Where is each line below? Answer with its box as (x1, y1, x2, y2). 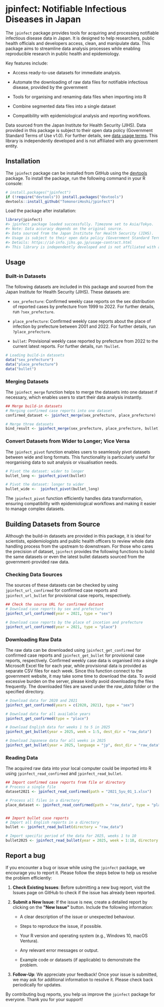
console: (5, 180, 23, 186)
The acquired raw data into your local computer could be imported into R (5, 766, 151, 771)
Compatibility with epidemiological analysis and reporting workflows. (12, 112, 151, 118)
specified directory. (5, 688, 45, 694)
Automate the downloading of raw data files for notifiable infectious (12, 79, 148, 85)
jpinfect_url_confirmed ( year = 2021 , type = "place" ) (5, 624, 117, 629)
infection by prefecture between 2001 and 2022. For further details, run (12, 323, 156, 329)
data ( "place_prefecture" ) (5, 362, 58, 367)
